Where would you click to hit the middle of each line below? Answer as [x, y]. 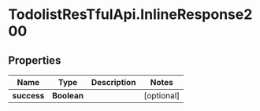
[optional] [162, 96]
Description [113, 82]
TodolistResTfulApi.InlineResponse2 [130, 15]
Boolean [68, 96]
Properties [35, 60]
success [28, 96]
